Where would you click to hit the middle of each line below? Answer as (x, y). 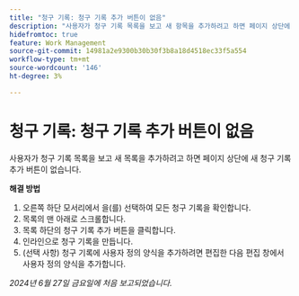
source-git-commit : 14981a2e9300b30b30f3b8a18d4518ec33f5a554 (128, 51)
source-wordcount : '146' (56, 68)
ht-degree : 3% (36, 76)
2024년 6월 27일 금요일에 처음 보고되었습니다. (91, 283)
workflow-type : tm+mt (50, 59)
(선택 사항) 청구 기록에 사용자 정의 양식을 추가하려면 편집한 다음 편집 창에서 (153, 252)
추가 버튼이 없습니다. (45, 169)
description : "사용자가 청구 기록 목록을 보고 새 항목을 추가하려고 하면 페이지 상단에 (150, 26)
